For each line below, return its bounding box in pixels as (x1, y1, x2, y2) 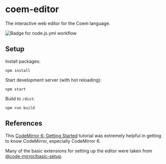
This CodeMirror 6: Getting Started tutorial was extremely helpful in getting (5, 133, 161, 139)
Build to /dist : (5, 95, 35, 102)
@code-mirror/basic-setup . (5, 153, 63, 159)
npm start (5, 87, 26, 92)
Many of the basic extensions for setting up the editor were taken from (5, 148, 153, 154)
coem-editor (5, 4, 59, 15)
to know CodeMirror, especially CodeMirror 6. (5, 138, 101, 144)
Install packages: (5, 58, 40, 64)
